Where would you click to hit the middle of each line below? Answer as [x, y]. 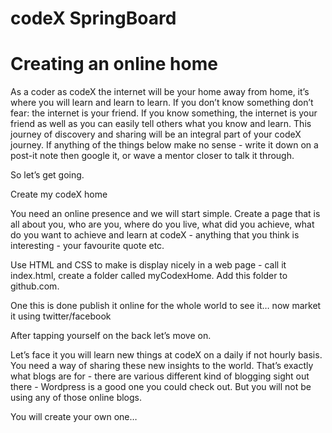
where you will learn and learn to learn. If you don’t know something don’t [162, 103]
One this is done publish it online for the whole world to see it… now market [166, 306]
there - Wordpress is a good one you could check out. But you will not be [161, 387]
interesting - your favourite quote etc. [87, 246]
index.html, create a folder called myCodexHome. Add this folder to [149, 276]
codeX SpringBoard [93, 18]
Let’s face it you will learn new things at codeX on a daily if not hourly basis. [166, 355]
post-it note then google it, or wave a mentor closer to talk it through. [152, 156]
